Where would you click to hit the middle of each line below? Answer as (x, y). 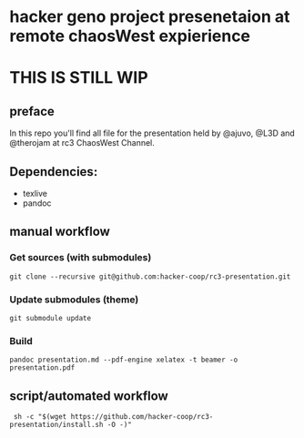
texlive (35, 194)
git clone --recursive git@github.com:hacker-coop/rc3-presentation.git (150, 276)
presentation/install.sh (56, 425)
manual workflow (60, 232)
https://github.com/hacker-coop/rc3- (142, 417)
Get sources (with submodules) (81, 258)
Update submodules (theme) (74, 300)
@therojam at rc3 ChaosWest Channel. (82, 143)
